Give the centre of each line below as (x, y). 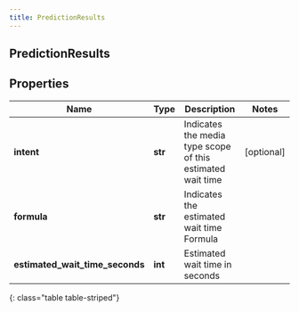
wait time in (208, 264)
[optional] (265, 152)
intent (27, 152)
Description (210, 109)
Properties (39, 84)
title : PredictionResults (57, 17)
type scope (207, 146)
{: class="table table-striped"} (65, 297)
